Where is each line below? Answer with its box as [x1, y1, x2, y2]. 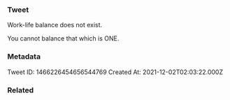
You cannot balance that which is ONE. [7, 34, 120, 43]
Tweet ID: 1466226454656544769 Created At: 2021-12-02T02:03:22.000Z [7, 68, 224, 76]
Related [7, 85, 34, 95]
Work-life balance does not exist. [7, 21, 103, 29]
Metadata [7, 52, 41, 62]
